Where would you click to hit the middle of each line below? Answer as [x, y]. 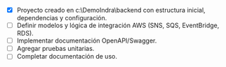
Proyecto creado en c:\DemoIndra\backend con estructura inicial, [111, 10]
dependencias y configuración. [62, 18]
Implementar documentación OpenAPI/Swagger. [87, 40]
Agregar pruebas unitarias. [55, 49]
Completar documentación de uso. [67, 57]
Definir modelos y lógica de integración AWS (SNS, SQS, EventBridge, [118, 25]
